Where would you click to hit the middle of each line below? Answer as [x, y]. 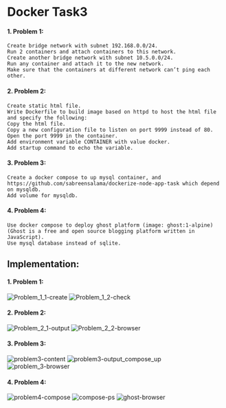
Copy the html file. [37, 124]
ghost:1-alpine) [190, 225]
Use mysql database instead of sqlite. [64, 243]
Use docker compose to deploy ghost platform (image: [86, 225]
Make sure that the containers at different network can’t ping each [109, 70]
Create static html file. [44, 106]
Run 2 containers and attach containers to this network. [92, 52]
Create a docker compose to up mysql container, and [84, 177]
